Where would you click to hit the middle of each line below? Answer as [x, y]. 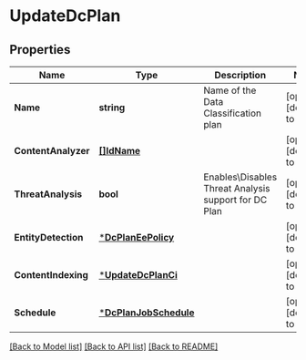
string [112, 108]
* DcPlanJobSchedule [147, 313]
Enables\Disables [240, 177]
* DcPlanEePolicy [137, 237]
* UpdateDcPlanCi [138, 275]
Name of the [230, 90]
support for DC [235, 200]
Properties [40, 50]
